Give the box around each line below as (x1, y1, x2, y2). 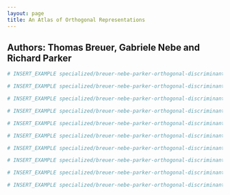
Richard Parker (7, 52, 72, 64)
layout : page (7, 10, 44, 17)
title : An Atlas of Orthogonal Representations (7, 16, 146, 23)
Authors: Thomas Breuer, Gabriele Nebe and (7, 42, 201, 53)
